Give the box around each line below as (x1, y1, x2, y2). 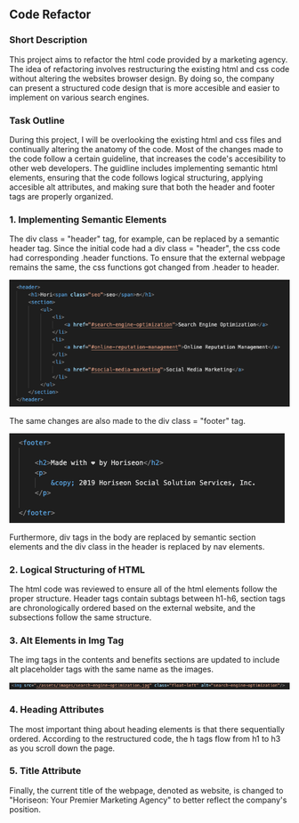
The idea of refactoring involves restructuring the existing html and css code (9, 63, 290, 74)
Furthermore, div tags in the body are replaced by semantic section (9, 532, 256, 542)
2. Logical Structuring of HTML (9, 563, 145, 575)
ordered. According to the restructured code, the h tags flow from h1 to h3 (9, 733, 281, 744)
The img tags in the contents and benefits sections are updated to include (9, 655, 280, 665)
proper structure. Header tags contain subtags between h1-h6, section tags (9, 592, 287, 604)
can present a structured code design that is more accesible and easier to (9, 82, 280, 93)
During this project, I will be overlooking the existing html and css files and (9, 134, 282, 145)
